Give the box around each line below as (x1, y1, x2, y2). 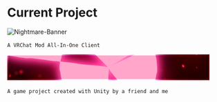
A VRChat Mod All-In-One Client (7, 41, 100, 49)
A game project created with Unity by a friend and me (7, 88, 169, 94)
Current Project (7, 5, 98, 21)
